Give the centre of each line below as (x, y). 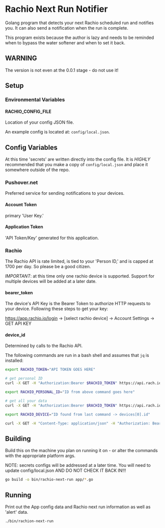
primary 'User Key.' (25, 215)
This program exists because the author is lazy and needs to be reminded (80, 37)
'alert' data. (17, 512)
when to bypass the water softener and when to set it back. (65, 42)
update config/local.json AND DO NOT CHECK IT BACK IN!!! (66, 471)
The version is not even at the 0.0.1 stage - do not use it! (62, 70)
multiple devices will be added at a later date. (51, 282)
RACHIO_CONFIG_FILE (28, 111)
